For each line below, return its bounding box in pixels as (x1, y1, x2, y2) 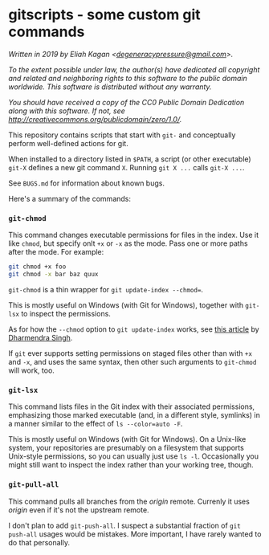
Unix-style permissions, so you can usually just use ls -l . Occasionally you (8, 451, 259, 461)
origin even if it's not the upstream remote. (8, 504, 150, 515)
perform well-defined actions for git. (8, 138, 128, 148)
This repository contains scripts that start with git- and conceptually (8, 130, 236, 140)
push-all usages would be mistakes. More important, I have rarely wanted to (8, 528, 262, 539)
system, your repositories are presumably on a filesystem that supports (8, 443, 245, 453)
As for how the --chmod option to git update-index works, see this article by (8, 324, 259, 334)
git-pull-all (8, 480, 59, 489)
